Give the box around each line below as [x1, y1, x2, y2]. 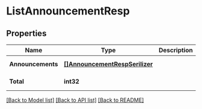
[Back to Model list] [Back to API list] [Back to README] [6, 96, 144, 104]
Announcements [9, 60, 58, 68]
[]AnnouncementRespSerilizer [64, 60, 153, 68]
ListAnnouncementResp [6, 4, 130, 18]
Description [158, 46, 194, 54]
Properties [6, 28, 47, 39]
